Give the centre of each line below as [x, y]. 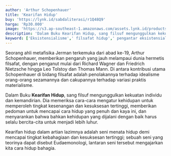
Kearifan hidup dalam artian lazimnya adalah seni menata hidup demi [77, 132]
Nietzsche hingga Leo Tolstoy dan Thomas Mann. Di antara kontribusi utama [85, 69]
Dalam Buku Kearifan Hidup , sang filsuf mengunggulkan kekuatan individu [83, 95]
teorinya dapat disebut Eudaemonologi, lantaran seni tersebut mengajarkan [84, 142]
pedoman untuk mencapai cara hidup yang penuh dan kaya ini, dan [76, 111]
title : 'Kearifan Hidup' [32, 15]
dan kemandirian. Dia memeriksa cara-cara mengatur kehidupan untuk [79, 100]
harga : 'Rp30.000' [25, 24]
